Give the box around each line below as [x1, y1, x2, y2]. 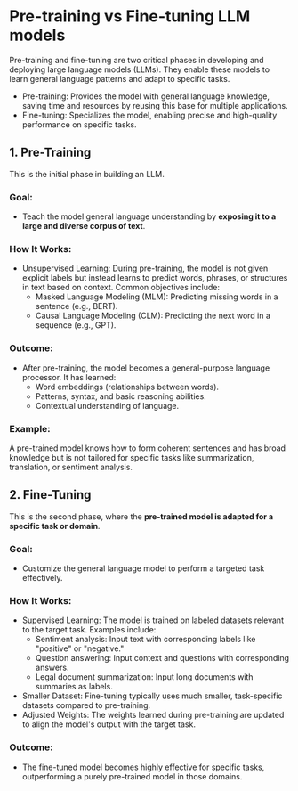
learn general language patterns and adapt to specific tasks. [9, 73, 230, 84]
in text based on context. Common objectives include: [21, 282, 221, 293]
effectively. [21, 573, 63, 583]
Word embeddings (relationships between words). [35, 381, 220, 392]
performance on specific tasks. [21, 118, 137, 130]
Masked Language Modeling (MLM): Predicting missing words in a [35, 291, 278, 302]
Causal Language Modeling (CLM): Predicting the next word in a [35, 310, 271, 322]
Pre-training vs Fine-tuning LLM [9, 6, 251, 27]
